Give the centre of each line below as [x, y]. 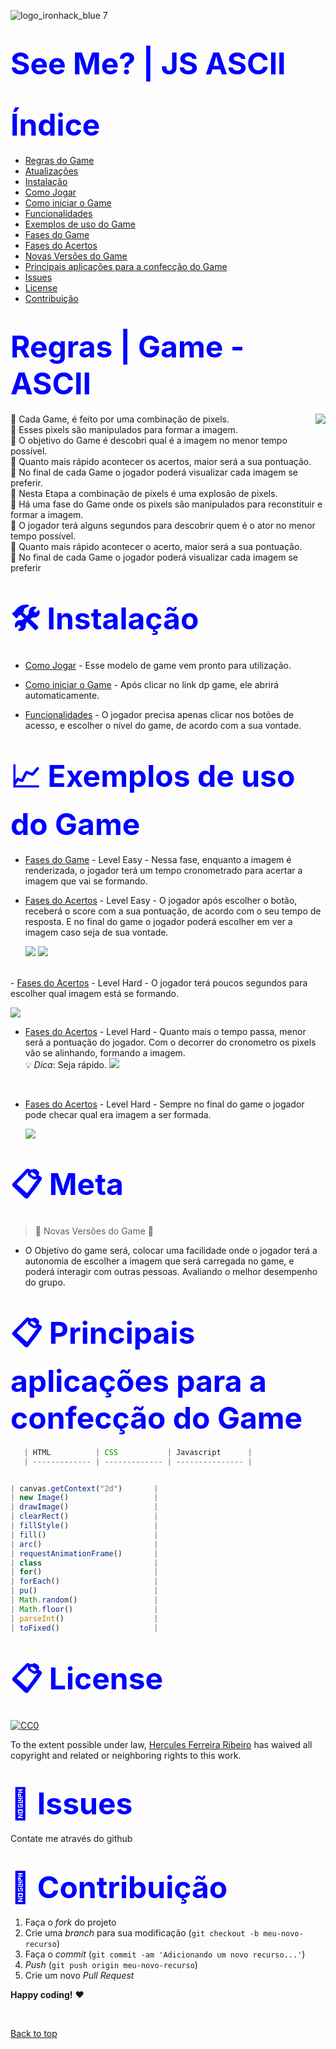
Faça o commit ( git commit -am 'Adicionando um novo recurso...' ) [165, 1954]
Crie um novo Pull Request [79, 1976]
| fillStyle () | [84, 1526]
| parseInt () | [84, 1618]
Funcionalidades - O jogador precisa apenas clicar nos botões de [159, 714]
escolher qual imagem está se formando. [95, 993]
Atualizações [51, 171]
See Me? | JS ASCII [148, 64]
